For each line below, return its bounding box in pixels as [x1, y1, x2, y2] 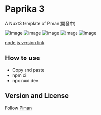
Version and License [5, 92, 69, 100]
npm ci [12, 72, 26, 78]
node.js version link [5, 39, 45, 45]
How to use [5, 54, 40, 62]
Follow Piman [5, 105, 32, 111]
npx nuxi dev [12, 77, 38, 83]
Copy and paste [12, 67, 45, 73]
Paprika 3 [5, 3, 45, 15]
